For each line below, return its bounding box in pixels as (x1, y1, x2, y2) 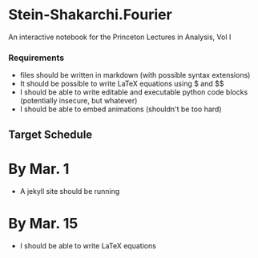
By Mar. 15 (8, 214, 79, 232)
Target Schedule (8, 127, 93, 141)
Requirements (8, 52, 65, 63)
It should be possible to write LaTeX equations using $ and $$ (19, 79, 224, 89)
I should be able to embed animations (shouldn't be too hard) (19, 104, 222, 114)
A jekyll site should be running (19, 186, 120, 196)
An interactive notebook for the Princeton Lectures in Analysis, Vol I (8, 32, 232, 42)
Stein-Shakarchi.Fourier (8, 6, 172, 24)
